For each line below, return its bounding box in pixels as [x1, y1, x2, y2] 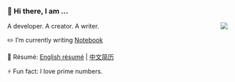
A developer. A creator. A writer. [7, 22, 99, 31]
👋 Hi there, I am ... [7, 6, 69, 16]
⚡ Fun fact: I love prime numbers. [7, 67, 103, 76]
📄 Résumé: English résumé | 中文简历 [7, 53, 114, 61]
